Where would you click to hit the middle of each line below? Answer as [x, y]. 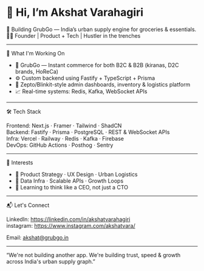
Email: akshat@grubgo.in [37, 238]
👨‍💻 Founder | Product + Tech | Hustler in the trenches [73, 35]
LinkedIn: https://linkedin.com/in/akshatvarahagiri [68, 219]
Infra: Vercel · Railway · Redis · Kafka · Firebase [65, 138]
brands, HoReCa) [37, 71]
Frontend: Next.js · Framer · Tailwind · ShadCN [64, 125]
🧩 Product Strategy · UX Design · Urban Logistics [76, 174]
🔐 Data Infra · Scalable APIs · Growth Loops [69, 181]
